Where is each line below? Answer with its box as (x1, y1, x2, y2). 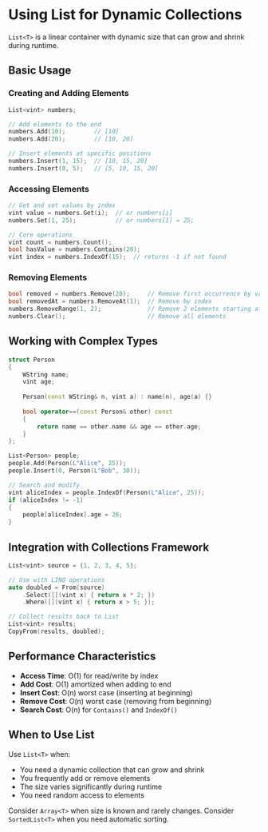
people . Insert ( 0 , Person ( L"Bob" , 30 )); (8, 467, 141, 475)
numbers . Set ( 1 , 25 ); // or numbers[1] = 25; (8, 216, 195, 225)
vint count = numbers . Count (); (8, 238, 112, 246)
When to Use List (8, 728, 95, 742)
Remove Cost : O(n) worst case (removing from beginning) (19, 696, 212, 706)
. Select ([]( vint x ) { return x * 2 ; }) (22, 591, 156, 599)
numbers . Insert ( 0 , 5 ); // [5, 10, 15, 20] (8, 164, 159, 173)
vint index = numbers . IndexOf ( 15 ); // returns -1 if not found (8, 253, 227, 261)
